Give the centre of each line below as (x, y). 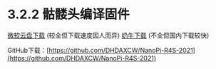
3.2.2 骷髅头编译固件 (69, 14)
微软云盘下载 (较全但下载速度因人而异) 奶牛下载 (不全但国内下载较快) (108, 35)
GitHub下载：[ (28, 50)
